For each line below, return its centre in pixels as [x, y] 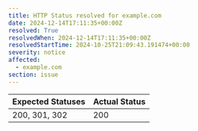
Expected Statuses [49, 102]
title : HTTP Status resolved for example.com [85, 15]
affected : [25, 60]
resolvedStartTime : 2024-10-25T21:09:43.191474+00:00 [99, 45]
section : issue [33, 75]
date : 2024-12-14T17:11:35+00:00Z [66, 23]
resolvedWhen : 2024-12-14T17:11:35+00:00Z [80, 38]
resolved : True [33, 30]
